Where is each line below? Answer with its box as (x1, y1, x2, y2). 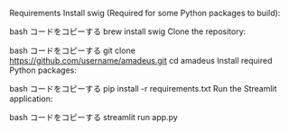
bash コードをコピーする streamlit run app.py (9, 112, 178, 122)
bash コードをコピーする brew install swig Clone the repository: (9, 26, 247, 37)
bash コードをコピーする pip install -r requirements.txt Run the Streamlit (9, 83, 277, 93)
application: (9, 93, 53, 104)
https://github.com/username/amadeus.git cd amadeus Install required (9, 56, 273, 65)
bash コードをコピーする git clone (9, 45, 135, 56)
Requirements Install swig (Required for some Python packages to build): (9, 8, 281, 18)
